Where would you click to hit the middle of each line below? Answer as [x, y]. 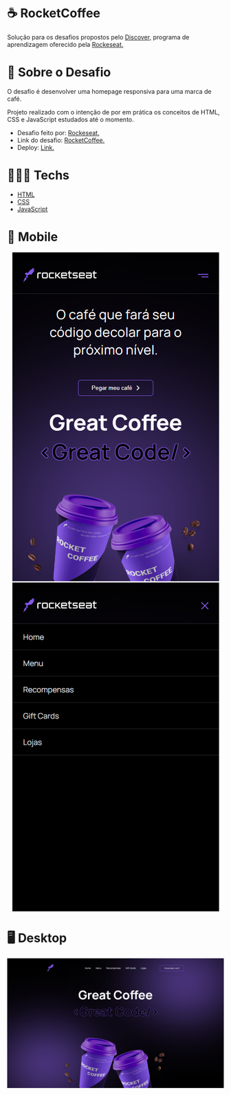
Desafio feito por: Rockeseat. [58, 132]
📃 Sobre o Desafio [59, 72]
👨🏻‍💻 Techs [38, 175]
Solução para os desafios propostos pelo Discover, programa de [98, 37]
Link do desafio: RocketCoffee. [61, 140]
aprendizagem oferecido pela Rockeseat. [65, 44]
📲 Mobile [33, 237]
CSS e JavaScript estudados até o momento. [70, 119]
